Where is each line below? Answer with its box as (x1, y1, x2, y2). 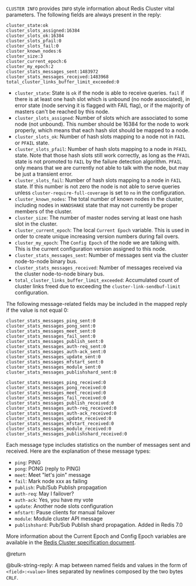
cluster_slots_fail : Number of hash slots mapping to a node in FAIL (14, 177, 182, 184)
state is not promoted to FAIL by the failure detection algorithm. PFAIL (14, 158, 183, 165)
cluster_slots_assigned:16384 (6, 28, 80, 33)
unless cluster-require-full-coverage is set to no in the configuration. (14, 189, 186, 196)
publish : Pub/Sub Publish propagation (14, 484, 107, 491)
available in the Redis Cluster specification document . (6, 539, 136, 545)
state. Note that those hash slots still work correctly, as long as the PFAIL (14, 152, 191, 159)
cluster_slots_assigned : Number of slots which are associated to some (14, 114, 188, 121)
